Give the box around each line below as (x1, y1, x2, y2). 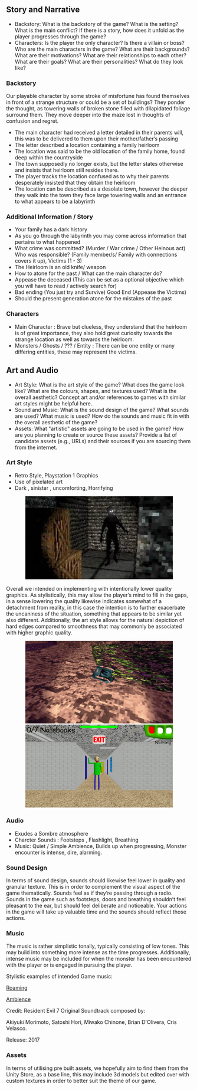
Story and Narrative (6, 5, 80, 15)
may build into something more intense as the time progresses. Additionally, (6, 949, 191, 956)
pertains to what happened (14, 238, 81, 246)
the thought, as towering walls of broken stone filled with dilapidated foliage (6, 105, 191, 112)
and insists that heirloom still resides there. (14, 166, 119, 174)
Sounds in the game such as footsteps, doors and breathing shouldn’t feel (6, 896, 186, 903)
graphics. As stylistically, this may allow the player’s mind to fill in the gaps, (6, 591, 189, 598)
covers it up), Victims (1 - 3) (14, 257, 83, 264)
